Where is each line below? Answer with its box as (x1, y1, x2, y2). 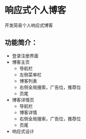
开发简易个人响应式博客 (4, 22, 53, 28)
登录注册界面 (11, 52, 38, 58)
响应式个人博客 (4, 5, 66, 16)
